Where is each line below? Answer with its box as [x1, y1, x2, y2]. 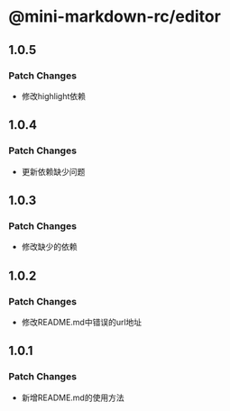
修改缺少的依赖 [21, 242, 78, 252]
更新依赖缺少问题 [21, 166, 86, 177]
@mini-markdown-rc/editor [8, 6, 222, 27]
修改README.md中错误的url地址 [21, 316, 143, 327]
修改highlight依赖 [21, 90, 87, 101]
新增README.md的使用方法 [21, 392, 124, 403]
